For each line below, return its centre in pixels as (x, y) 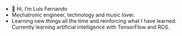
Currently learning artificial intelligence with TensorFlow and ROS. (91, 27)
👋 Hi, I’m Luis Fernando (39, 9)
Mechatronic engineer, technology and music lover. (73, 15)
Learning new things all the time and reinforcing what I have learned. (94, 21)
